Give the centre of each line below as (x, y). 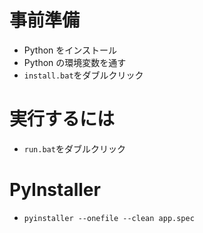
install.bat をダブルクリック (83, 75)
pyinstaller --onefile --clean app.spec (109, 218)
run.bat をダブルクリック (74, 148)
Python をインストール (70, 50)
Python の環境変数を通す (75, 62)
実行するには (62, 119)
